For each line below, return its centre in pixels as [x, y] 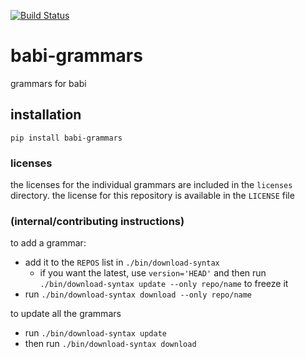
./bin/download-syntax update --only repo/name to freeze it [164, 284]
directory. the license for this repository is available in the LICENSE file [152, 196]
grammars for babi [48, 83]
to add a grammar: [48, 243]
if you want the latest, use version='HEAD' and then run [153, 273]
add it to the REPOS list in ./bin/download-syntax [122, 262]
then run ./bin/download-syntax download [110, 344]
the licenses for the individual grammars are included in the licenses [151, 185]
